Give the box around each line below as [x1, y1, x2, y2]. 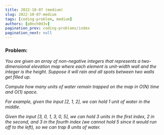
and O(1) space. [5, 89, 38, 95]
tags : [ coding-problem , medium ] [5, 16, 72, 21]
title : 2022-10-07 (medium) [5, 7, 64, 12]
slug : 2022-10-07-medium [5, 12, 57, 17]
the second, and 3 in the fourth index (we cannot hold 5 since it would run [5, 119, 157, 125]
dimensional [5, 63, 31, 70]
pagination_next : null [5, 30, 52, 35]
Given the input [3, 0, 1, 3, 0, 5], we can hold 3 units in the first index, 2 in [5, 114, 155, 120]
